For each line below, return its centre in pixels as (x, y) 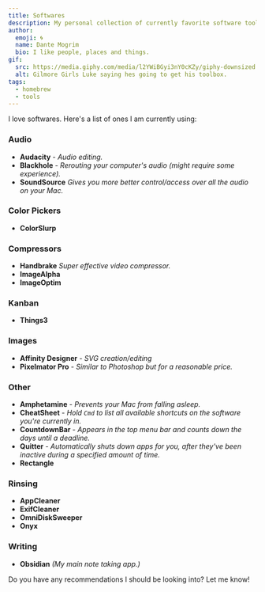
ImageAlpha (40, 275)
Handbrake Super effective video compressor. (95, 266)
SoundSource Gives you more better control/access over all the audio (134, 182)
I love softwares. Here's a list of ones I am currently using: (103, 119)
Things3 (34, 321)
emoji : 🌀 (29, 38)
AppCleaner (40, 501)
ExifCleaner (39, 509)
